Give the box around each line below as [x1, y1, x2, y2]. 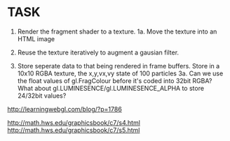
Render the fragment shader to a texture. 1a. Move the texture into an [17, 27, 217, 36]
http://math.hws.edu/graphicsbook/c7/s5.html [7, 126, 140, 134]
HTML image [17, 34, 55, 43]
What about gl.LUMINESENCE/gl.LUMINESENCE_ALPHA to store [17, 84, 205, 92]
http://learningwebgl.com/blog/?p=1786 [7, 105, 123, 113]
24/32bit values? [17, 91, 67, 100]
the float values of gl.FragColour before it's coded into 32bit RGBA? [17, 76, 212, 84]
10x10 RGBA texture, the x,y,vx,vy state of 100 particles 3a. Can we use [17, 69, 224, 77]
